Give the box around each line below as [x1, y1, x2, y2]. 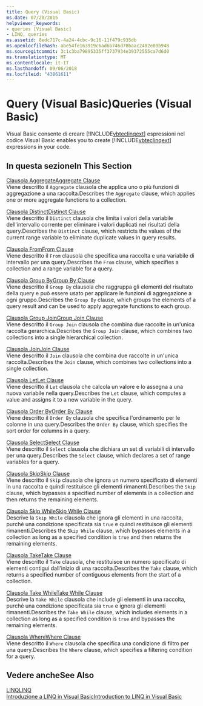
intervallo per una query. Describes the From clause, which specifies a [6, 259, 179, 266]
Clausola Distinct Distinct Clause [6, 208, 86, 215]
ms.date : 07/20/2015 [6, 15, 59, 21]
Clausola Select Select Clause [6, 439, 80, 446]
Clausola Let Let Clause [6, 377, 64, 383]
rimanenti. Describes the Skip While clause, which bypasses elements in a [6, 527, 191, 534]
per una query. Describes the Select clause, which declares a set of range [6, 452, 190, 459]
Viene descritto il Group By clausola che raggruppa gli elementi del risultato [6, 283, 193, 290]
